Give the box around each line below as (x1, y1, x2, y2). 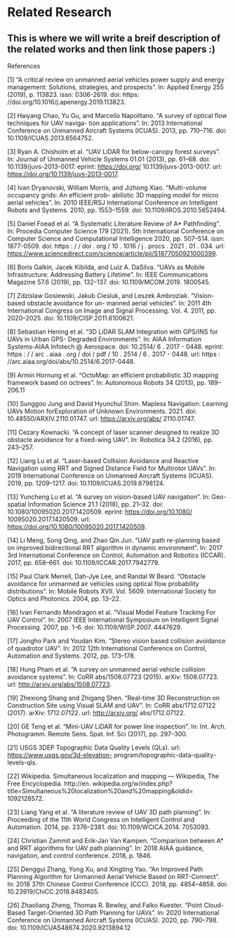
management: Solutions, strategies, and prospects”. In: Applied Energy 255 (7, 83, 224, 91)
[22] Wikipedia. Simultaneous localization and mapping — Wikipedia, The (7, 772, 220, 780)
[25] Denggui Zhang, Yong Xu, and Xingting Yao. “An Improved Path (7, 865, 203, 873)
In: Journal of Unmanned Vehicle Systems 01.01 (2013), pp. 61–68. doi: (7, 155, 210, 163)
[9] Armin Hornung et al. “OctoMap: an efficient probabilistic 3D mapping (7, 371, 219, 379)
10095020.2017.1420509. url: (7, 515, 91, 523)
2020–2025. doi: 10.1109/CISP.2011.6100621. (7, 314, 135, 322)
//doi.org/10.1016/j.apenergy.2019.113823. (7, 98, 126, 106)
